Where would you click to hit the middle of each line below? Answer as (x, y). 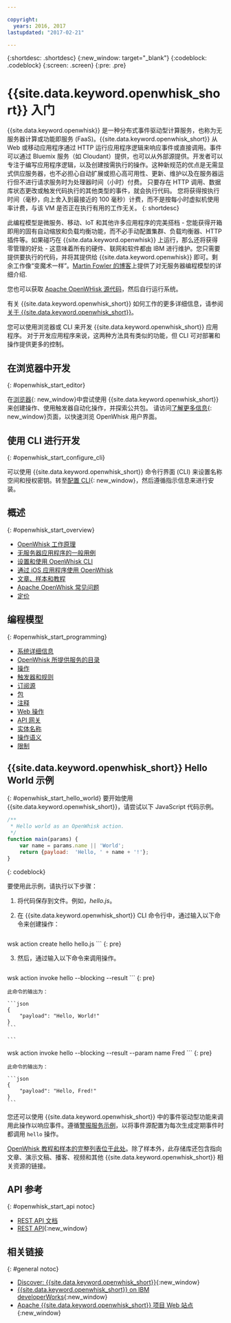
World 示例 (31, 780)
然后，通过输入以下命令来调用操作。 (68, 958)
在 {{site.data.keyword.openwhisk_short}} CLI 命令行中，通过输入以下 (116, 915)
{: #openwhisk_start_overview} (51, 530)
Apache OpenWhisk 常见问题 (58, 587)
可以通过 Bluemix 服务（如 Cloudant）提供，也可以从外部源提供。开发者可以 (115, 157)
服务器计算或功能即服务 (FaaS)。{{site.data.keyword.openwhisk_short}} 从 (112, 139)
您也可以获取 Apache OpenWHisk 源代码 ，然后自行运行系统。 (95, 289)
